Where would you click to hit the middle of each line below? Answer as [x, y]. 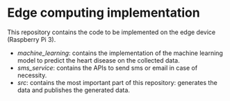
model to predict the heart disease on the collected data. [98, 60]
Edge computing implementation [104, 13]
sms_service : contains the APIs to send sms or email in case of [107, 68]
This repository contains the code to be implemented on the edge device [112, 32]
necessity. [32, 75]
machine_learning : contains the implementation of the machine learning [120, 53]
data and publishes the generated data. [74, 90]
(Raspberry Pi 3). [32, 39]
